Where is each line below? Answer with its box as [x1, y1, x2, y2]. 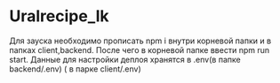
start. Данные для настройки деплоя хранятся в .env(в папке [9, 54, 242, 64]
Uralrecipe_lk [9, 6, 109, 26]
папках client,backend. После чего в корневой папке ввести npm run [9, 44, 269, 55]
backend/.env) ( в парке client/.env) [9, 64, 142, 74]
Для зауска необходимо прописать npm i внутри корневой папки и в [9, 35, 272, 46]
